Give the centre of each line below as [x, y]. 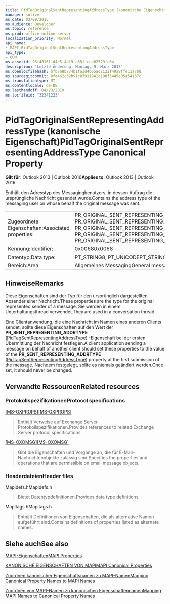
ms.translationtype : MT [30, 81]
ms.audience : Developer [30, 24]
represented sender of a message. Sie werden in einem [63, 307]
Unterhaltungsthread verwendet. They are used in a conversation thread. [80, 312]
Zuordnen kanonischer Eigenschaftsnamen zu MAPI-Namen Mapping [77, 575]
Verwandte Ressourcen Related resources [72, 386]
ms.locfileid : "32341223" [32, 95]
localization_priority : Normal [38, 39]
